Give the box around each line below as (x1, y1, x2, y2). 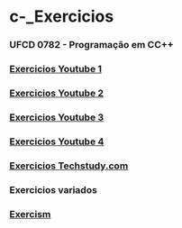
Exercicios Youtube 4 (9, 135, 105, 148)
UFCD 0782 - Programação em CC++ (9, 39, 174, 51)
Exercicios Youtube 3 (9, 111, 105, 123)
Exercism (9, 207, 51, 220)
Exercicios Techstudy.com (9, 160, 129, 172)
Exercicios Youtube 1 (9, 63, 102, 76)
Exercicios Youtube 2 (9, 87, 105, 99)
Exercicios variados (9, 183, 97, 196)
